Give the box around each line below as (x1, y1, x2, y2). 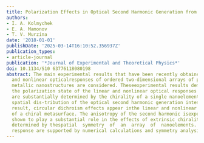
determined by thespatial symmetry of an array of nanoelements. (12, 122, 197, 128)
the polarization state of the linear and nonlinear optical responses (12, 88, 197, 94)
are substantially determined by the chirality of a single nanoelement (12, 94, 200, 100)
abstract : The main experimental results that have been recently (6, 71, 178, 77)
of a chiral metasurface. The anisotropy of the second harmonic (12, 111, 181, 117)
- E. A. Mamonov (6, 26, 47, 32)
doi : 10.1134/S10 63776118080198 (6, 65, 91, 72)
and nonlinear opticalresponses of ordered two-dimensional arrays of (12, 77, 194, 83)
